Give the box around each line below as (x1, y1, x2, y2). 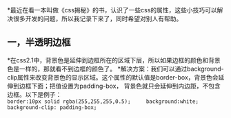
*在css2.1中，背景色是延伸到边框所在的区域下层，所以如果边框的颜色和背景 (7, 56, 221, 64)
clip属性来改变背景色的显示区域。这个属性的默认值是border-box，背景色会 (7, 73, 219, 81)
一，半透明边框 (7, 36, 71, 48)
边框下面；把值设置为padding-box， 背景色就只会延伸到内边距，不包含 (19, 82, 221, 90)
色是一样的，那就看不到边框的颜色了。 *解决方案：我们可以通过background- (7, 64, 224, 73)
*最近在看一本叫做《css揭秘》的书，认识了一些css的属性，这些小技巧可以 (7, 6, 217, 14)
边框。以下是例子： (7, 90, 62, 98)
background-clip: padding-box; (7, 104, 97, 111)
